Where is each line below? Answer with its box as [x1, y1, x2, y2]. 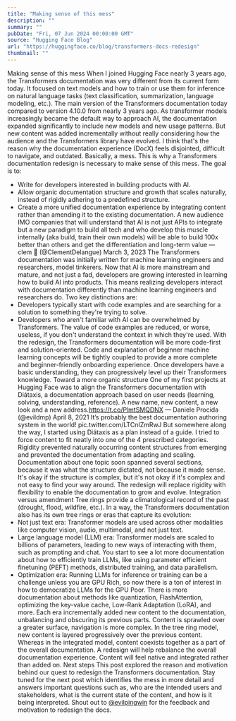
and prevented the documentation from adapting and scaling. [17, 450, 196, 459]
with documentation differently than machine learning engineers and [17, 285, 217, 294]
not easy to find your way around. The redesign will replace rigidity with [17, 480, 226, 489]
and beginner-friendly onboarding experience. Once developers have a [17, 360, 225, 369]
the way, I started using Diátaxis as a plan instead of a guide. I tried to [17, 428, 220, 436]
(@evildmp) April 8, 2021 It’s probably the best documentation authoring [17, 412, 228, 421]
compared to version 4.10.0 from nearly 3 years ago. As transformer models [7, 107, 228, 115]
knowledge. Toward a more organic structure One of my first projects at [17, 375, 226, 383]
